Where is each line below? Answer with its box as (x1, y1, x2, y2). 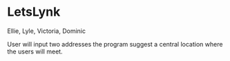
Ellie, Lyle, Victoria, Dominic (7, 27, 86, 35)
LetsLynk (7, 4, 61, 20)
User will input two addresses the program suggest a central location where (7, 40, 223, 48)
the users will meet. (7, 47, 64, 56)
